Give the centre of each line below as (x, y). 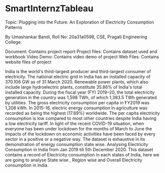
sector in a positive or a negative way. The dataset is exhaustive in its (75, 139)
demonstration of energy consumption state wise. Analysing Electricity (77, 144)
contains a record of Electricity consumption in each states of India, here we (82, 154)
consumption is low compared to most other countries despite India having (81, 118)
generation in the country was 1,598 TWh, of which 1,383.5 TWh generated (81, 97)
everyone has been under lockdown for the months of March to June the (79, 128)
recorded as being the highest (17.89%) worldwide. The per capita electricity (82, 113)
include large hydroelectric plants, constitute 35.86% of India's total (74, 87)
